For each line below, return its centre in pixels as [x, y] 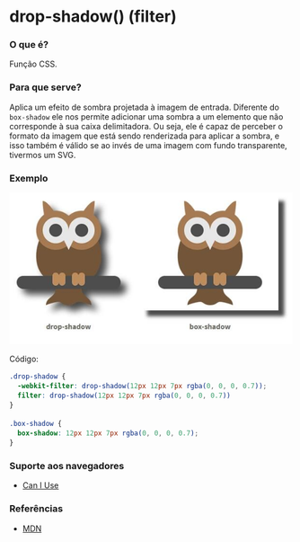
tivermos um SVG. [43, 155]
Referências [36, 509]
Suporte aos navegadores [67, 466]
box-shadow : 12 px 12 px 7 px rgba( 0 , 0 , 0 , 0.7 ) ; [108, 433]
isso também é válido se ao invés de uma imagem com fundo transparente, [148, 145]
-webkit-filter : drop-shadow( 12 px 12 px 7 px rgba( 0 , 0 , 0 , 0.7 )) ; [142, 386]
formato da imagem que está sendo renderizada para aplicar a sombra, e [145, 136]
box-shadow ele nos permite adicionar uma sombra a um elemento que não [146, 116]
